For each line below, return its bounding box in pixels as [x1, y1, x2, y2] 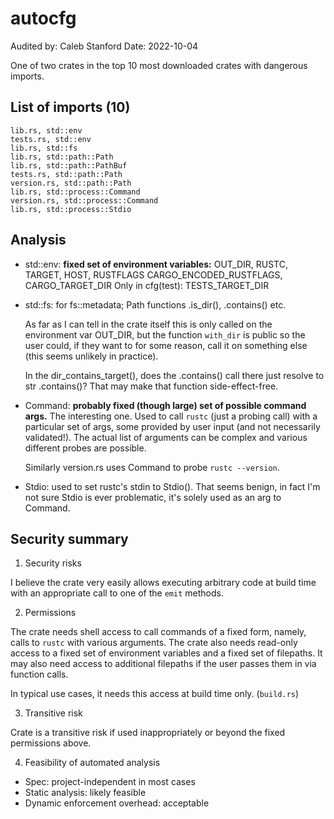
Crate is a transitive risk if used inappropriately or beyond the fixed [10, 727, 286, 739]
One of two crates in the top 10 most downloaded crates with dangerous [10, 59, 308, 71]
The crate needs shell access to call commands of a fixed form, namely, [10, 626, 307, 638]
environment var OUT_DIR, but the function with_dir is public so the [24, 328, 306, 341]
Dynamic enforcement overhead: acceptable [24, 797, 210, 809]
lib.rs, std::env [10, 125, 83, 136]
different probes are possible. [24, 442, 147, 454]
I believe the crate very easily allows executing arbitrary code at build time [10, 577, 317, 589]
